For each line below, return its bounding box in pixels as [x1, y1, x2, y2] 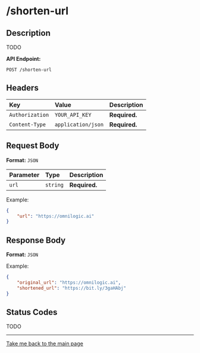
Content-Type [9, 121, 46, 128]
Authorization [9, 112, 49, 118]
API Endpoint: [6, 55, 41, 62]
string [45, 181, 64, 188]
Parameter [9, 171, 40, 179]
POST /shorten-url [6, 67, 52, 73]
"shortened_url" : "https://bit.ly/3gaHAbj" [17, 285, 127, 291]
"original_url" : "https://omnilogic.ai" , [17, 279, 121, 286]
